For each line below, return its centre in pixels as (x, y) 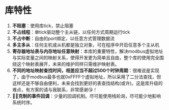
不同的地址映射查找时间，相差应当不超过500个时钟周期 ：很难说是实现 (86, 70)
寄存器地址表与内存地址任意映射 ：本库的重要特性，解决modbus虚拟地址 (88, 51)
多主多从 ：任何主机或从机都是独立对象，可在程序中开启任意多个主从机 (86, 45)
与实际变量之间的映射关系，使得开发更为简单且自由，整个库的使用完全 (86, 57)
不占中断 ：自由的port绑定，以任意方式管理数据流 (63, 38)
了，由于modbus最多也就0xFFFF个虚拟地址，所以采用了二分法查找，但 (87, 77)
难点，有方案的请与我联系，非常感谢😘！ (55, 90)
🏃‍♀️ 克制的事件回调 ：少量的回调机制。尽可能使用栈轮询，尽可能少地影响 (87, 96)
